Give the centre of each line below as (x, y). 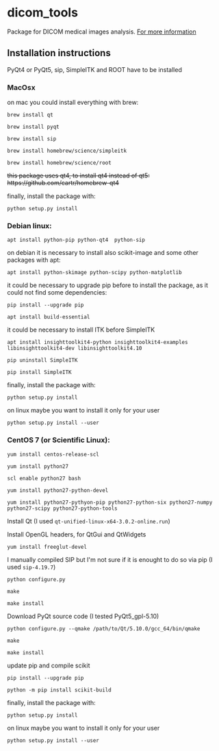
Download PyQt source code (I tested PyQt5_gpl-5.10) (83, 616)
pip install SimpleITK (39, 372)
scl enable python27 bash (44, 478)
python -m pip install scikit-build (59, 690)
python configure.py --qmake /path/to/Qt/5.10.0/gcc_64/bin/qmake (104, 628)
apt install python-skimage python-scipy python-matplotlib (95, 273)
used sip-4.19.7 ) (31, 567)
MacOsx (21, 87)
